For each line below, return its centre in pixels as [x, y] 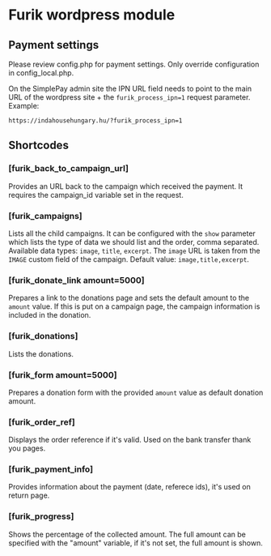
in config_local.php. [41, 73]
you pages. [27, 448]
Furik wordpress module [92, 15]
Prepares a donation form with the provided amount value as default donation [136, 392]
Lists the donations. [41, 353]
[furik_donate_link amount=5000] [77, 280]
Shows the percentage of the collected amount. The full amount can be [127, 534]
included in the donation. [50, 315]
